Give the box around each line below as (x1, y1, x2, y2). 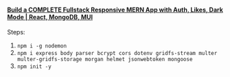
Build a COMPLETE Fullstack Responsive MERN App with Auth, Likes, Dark (7, 5, 223, 14)
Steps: (7, 28, 25, 36)
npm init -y (16, 63, 51, 70)
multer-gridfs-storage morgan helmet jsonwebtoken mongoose (16, 56, 193, 63)
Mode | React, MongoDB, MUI (7, 12, 93, 21)
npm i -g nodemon (16, 43, 67, 49)
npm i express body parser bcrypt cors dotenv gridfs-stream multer (16, 50, 218, 57)
